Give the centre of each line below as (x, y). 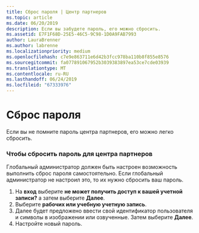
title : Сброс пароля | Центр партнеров (57, 12)
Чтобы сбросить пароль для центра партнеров (80, 154)
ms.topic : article (29, 18)
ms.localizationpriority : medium (48, 51)
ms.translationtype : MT (36, 68)
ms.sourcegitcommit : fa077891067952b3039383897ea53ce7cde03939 (88, 62)
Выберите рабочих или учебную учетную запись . (81, 205)
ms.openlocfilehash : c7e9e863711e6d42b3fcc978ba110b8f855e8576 (88, 57)
